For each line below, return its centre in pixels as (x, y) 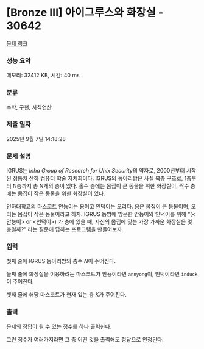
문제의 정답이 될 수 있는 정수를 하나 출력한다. (59, 326)
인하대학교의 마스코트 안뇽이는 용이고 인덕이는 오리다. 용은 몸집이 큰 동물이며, (98, 207)
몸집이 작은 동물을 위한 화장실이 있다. (61, 193)
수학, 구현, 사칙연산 (29, 107)
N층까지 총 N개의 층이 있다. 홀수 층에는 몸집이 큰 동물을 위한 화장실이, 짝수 (101, 186)
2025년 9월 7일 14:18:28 (36, 139)
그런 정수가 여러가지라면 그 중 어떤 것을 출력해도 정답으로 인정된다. (85, 339)
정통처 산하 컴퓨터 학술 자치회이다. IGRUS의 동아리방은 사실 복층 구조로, (98, 178)
